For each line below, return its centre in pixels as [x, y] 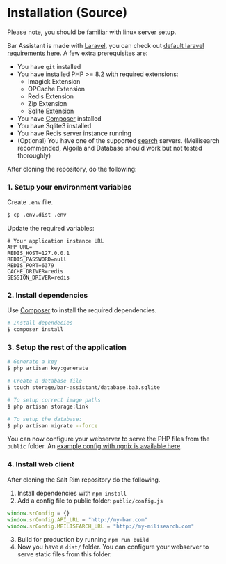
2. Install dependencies [48, 296]
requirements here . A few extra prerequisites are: [78, 53]
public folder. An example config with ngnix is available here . [95, 446]
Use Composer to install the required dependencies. [82, 310]
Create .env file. [30, 202]
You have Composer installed [59, 118]
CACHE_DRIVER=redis [35, 272]
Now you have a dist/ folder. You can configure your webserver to [113, 547]
